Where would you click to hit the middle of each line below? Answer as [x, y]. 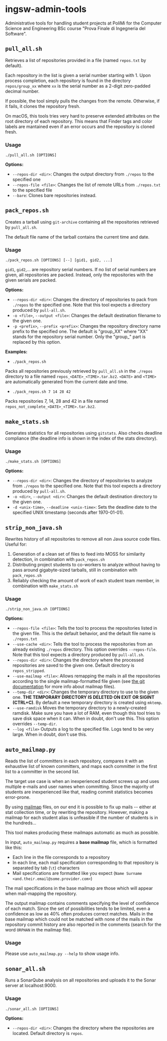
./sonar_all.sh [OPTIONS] [32, 1009]
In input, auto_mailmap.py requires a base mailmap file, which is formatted [81, 842]
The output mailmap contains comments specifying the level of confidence [82, 903]
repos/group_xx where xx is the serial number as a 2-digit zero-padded [78, 86]
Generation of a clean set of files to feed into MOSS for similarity [79, 554]
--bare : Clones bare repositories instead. [54, 196]
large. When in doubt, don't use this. [50, 734]
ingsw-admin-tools [46, 9]
